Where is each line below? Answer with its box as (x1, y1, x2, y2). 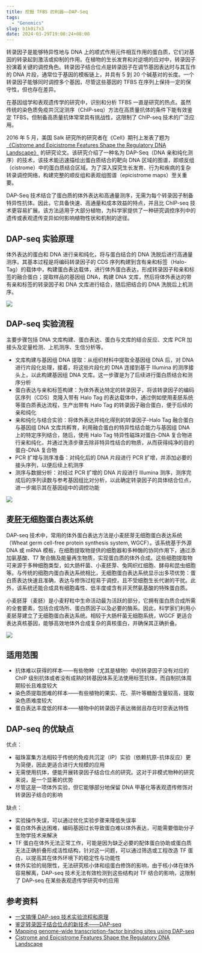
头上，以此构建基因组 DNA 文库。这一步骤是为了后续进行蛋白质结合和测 (14, 371, 193, 379)
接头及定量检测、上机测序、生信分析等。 (6, 343, 106, 350)
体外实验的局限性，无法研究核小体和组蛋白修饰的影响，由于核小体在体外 (14, 862, 194, 869)
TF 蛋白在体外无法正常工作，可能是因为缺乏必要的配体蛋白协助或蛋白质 (14, 839, 192, 847)
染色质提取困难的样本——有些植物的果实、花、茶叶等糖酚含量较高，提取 (14, 689, 194, 697)
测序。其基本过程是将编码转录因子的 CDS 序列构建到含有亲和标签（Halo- (6, 258, 187, 265)
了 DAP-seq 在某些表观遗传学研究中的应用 (14, 877, 119, 884)
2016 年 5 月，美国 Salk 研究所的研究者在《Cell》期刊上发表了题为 (6, 134, 170, 141)
